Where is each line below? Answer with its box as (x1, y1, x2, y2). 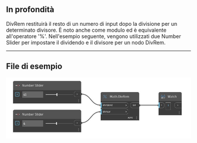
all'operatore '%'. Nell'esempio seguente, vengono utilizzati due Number (6, 32, 181, 40)
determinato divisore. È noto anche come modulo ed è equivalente (6, 26, 167, 33)
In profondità (6, 5, 55, 15)
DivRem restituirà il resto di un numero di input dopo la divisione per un (6, 20, 178, 27)
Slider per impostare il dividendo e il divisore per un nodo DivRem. (6, 39, 166, 46)
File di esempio (6, 62, 63, 71)
